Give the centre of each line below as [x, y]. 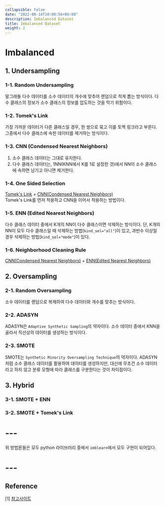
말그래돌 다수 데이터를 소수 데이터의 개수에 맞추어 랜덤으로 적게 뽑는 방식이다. [79, 96]
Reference [21, 486]
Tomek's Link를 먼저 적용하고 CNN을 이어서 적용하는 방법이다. [65, 200]
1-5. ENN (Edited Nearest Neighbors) [50, 213]
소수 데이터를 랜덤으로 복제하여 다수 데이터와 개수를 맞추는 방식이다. [70, 302]
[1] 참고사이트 [18, 499]
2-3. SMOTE [20, 346]
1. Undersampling [33, 71]
